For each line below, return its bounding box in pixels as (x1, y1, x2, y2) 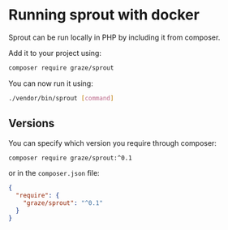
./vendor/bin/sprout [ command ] (8, 94, 114, 102)
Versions (8, 117, 55, 130)
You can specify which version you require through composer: (8, 138, 217, 147)
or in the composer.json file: (8, 168, 100, 178)
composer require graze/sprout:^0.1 (8, 154, 132, 162)
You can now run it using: (8, 79, 93, 88)
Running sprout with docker (8, 6, 200, 24)
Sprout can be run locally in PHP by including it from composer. (8, 32, 221, 42)
